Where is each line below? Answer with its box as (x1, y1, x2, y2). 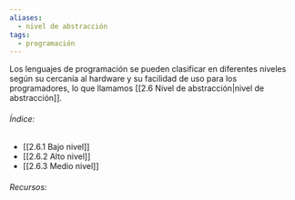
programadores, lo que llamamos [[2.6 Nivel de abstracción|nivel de (9, 83, 265, 94)
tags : (9, 30, 30, 39)
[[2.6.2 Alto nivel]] (22, 151, 91, 162)
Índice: (9, 113, 36, 124)
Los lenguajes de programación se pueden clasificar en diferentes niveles (9, 64, 287, 75)
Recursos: (9, 182, 47, 193)
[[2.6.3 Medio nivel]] (22, 161, 99, 172)
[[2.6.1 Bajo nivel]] (22, 142, 90, 153)
